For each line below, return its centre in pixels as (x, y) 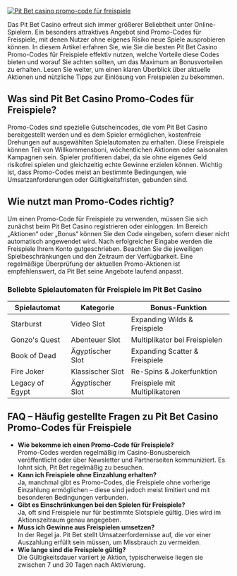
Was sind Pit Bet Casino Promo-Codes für (101, 99)
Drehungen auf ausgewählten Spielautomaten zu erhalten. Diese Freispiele (116, 142)
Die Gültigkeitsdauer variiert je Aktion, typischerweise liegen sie (110, 557)
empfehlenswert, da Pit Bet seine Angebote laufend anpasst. (95, 271)
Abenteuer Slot (96, 340)
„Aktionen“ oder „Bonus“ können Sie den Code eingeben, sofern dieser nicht (119, 233)
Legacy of (28, 383)
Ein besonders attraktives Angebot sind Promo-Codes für (119, 32)
